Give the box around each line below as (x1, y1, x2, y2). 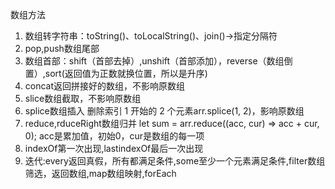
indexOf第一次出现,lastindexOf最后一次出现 (24, 143, 204, 154)
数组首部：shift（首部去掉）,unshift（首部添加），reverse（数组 (24, 55, 285, 67)
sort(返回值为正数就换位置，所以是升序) (44, 68, 208, 79)
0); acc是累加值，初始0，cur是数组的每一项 (24, 130, 205, 142)
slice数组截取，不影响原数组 (24, 93, 142, 104)
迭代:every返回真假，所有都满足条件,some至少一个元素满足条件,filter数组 (24, 155, 326, 167)
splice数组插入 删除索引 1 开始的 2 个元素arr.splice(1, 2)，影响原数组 (24, 105, 305, 117)
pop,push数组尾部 (24, 43, 100, 54)
